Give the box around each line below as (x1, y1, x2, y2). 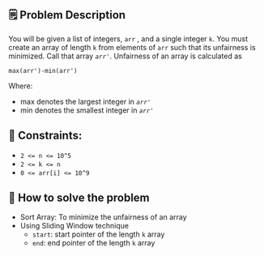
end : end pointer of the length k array (32, 238, 155, 248)
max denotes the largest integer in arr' (19, 96, 151, 106)
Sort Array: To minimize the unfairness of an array (19, 212, 188, 222)
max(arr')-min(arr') (8, 66, 79, 75)
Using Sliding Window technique (19, 221, 130, 231)
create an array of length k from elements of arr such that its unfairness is (8, 42, 257, 52)
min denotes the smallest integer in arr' (19, 105, 154, 115)
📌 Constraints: (8, 129, 83, 143)
